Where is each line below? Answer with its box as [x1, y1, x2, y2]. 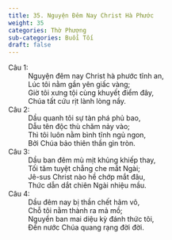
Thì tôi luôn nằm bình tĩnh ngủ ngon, [28, 130, 147, 139]
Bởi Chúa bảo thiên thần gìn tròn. [28, 139, 136, 148]
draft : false [8, 41, 52, 49]
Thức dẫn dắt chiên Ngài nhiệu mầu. [28, 181, 147, 190]
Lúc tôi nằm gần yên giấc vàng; [28, 80, 131, 90]
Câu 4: [8, 189, 30, 199]
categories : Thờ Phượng [8, 26, 87, 34]
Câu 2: [8, 105, 30, 115]
